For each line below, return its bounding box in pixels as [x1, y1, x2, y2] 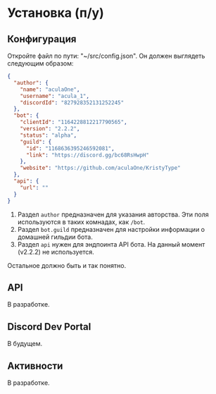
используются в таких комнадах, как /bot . [17, 217, 146, 226]
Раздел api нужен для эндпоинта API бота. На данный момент [17, 240, 205, 248]
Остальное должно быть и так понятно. [7, 261, 127, 269]
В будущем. [7, 340, 43, 348]
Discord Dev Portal [7, 321, 91, 333]
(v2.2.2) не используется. [17, 247, 95, 256]
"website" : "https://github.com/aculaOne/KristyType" [20, 164, 181, 172]
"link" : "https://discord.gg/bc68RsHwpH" [25, 152, 150, 159]
